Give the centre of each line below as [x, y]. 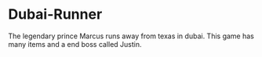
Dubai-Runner [55, 14]
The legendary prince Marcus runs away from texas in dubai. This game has [131, 36]
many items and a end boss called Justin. [75, 44]
